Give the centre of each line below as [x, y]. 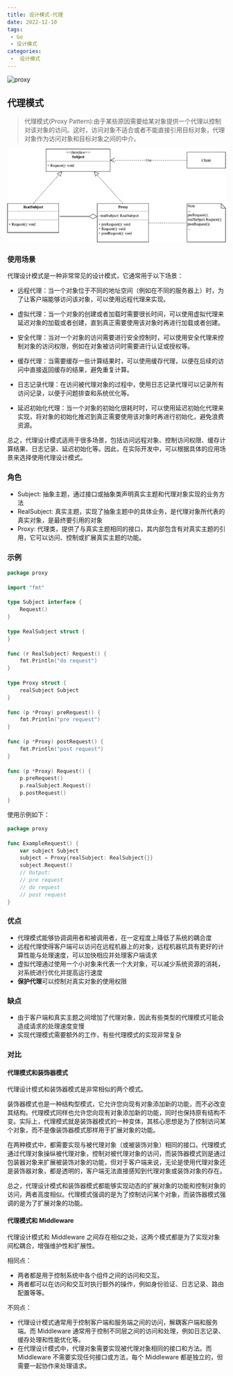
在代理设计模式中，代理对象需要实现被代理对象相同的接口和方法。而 [114, 1349]
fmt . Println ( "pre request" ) [60, 720]
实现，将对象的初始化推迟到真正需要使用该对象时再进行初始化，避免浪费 [120, 417]
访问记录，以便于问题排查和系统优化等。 [75, 393]
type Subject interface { [44, 602]
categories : [24, 52]
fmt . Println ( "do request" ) [59, 661]
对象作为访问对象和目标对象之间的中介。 [82, 139]
